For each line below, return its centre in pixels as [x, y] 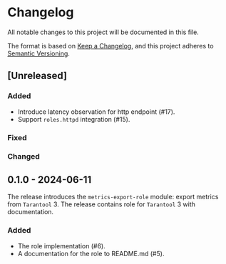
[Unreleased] [37, 76]
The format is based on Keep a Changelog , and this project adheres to [111, 46]
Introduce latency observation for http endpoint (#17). [96, 112]
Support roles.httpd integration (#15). [74, 119]
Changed [24, 157]
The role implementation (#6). [61, 245]
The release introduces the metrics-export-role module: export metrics [113, 197]
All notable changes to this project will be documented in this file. [103, 32]
